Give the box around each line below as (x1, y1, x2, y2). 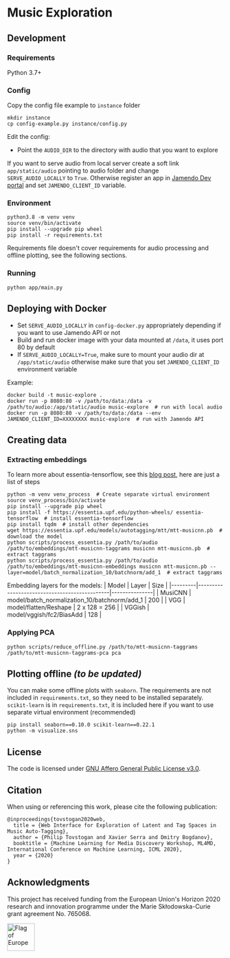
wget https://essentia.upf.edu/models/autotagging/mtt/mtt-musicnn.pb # (7, 527, 223, 534)
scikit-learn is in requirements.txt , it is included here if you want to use (7, 701, 214, 709)
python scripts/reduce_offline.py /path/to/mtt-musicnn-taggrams (7, 643, 198, 651)
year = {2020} (13, 852, 54, 859)
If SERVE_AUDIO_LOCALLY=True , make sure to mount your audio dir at (16, 350, 205, 358)
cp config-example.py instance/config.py (7, 120, 128, 128)
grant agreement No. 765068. (7, 909, 91, 917)
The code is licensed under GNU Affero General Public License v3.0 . (7, 765, 201, 773)
